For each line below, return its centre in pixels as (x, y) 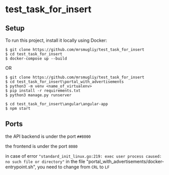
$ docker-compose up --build (36, 59)
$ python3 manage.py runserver (38, 95)
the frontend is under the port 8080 (41, 146)
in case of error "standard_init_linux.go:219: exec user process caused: (83, 156)
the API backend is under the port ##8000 (48, 136)
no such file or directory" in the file (45, 161)
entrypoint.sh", (21, 167)
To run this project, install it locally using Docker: (56, 40)
